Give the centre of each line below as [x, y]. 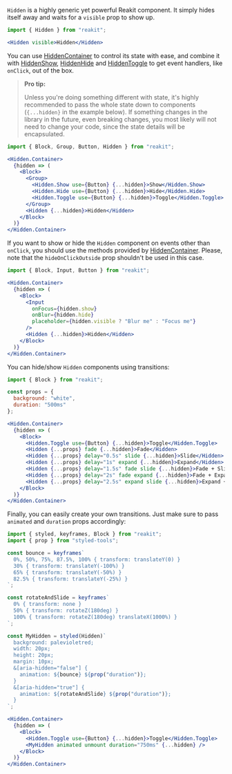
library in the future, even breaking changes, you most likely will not [120, 119]
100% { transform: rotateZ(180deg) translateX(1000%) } [95, 617]
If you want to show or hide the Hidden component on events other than [109, 243]
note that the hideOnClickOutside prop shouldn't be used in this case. [106, 258]
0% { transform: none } [47, 605]
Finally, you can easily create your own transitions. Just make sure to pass [113, 514]
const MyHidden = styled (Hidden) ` [57, 636]
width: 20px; [32, 649]
